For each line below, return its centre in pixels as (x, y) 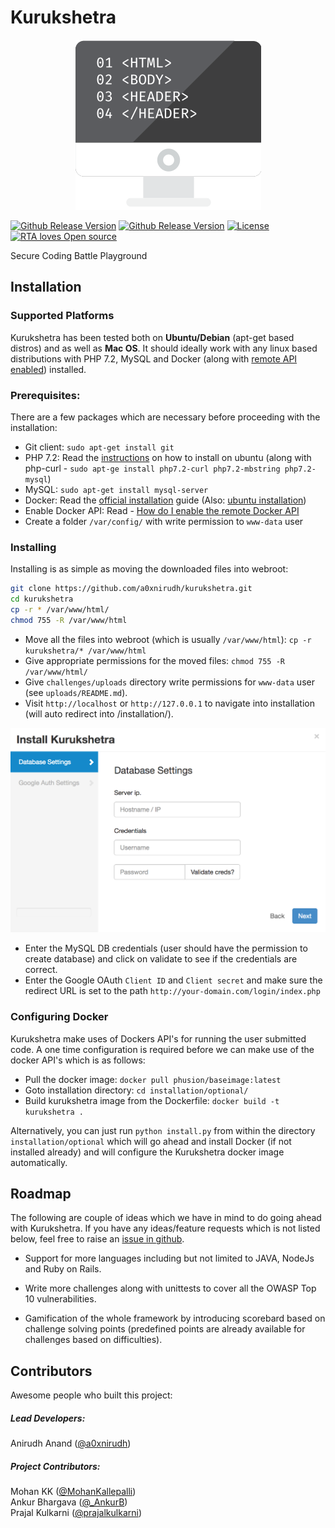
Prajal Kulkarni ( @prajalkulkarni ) (76, 1513)
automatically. (39, 1162)
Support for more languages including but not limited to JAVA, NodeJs (169, 1258)
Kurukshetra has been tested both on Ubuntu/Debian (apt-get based (152, 337)
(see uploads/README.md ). (76, 692)
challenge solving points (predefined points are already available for (165, 1329)
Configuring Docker (59, 1017)
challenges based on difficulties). (93, 1340)
